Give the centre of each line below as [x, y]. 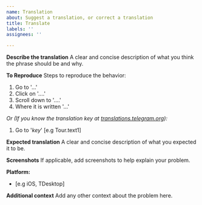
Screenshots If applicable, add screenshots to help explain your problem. [98, 160]
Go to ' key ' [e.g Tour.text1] [48, 130]
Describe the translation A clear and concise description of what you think [100, 57]
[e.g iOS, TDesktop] [40, 184]
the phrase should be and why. [45, 64]
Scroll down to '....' [38, 100]
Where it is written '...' [42, 106]
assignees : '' [24, 35]
